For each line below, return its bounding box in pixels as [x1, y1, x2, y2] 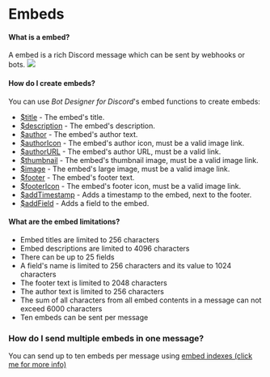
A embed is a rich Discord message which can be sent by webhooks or [8, 50, 245, 60]
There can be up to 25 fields [19, 252, 115, 262]
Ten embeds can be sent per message [19, 312, 149, 322]
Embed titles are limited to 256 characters [19, 234, 160, 244]
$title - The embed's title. [19, 112, 105, 122]
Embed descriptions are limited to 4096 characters [19, 243, 190, 253]
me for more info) [8, 360, 67, 370]
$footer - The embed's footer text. [19, 172, 135, 182]
